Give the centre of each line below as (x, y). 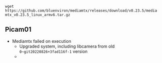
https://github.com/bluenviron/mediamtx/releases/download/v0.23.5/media (81, 11)
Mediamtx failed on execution (41, 41)
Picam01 (18, 30)
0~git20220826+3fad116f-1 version (53, 51)
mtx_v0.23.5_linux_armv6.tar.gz (38, 15)
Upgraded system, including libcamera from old (67, 46)
